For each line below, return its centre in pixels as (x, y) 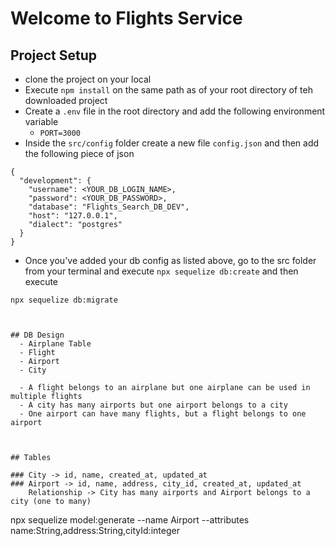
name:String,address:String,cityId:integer (95, 530)
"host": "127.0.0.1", (73, 216)
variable (41, 121)
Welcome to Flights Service (126, 18)
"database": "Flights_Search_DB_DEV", (109, 207)
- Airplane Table (55, 344)
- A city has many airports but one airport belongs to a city (153, 405)
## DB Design (37, 335)
